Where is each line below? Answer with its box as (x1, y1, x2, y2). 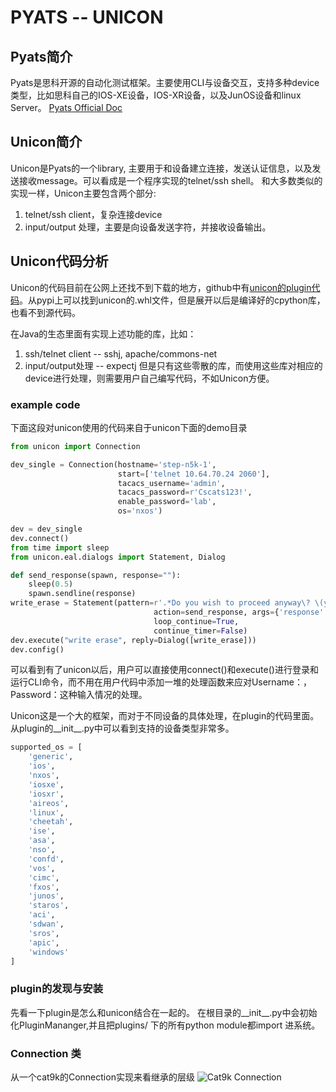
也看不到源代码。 (10, 306, 81, 318)
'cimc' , (28, 872, 60, 883)
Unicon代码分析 (10, 253, 109, 270)
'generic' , (28, 752, 74, 762)
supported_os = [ (10, 742, 83, 753)
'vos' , (28, 863, 56, 873)
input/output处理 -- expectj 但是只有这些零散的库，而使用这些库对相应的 (24, 359, 323, 371)
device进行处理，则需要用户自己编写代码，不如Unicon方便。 (24, 372, 275, 384)
